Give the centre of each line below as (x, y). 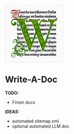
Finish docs (23, 102)
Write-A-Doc (31, 80)
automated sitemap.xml (35, 121)
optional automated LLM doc (41, 126)
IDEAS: (12, 112)
